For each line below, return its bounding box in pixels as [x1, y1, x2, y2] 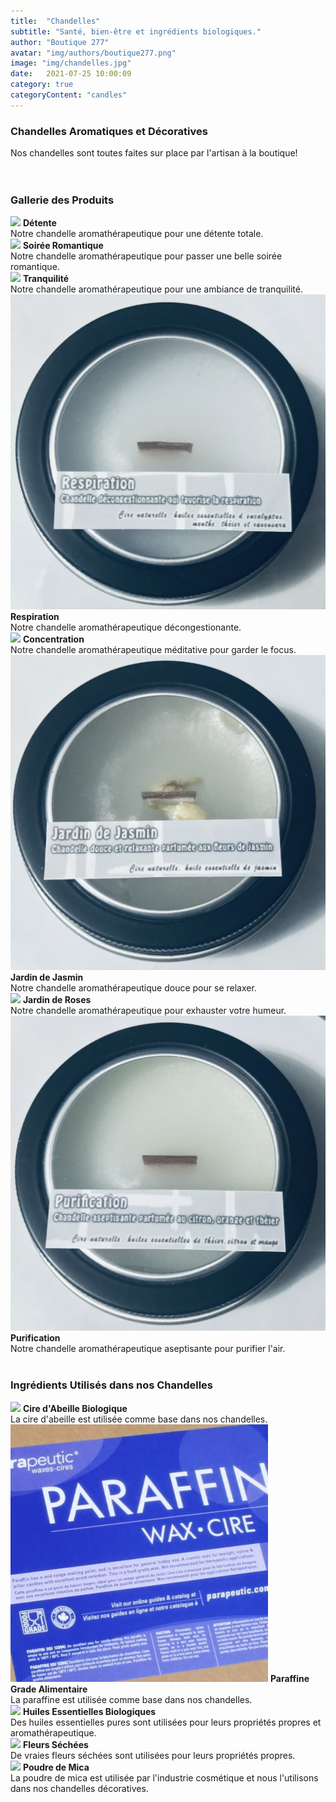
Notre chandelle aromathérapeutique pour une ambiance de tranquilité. [10, 283, 303, 295]
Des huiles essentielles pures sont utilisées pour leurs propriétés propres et [10, 1716, 322, 1728]
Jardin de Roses [22, 994, 92, 1006]
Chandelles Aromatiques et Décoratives [10, 124, 208, 138]
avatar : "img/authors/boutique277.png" [10, 48, 177, 58]
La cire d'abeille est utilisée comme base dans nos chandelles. [10, 1413, 268, 1425]
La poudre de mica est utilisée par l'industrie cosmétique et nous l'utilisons [10, 1771, 319, 1784]
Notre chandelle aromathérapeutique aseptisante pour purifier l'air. [10, 1343, 286, 1355]
